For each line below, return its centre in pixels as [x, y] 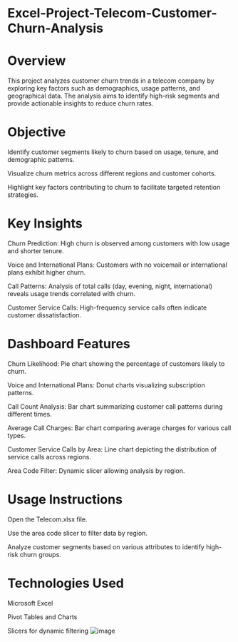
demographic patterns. [41, 160]
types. [17, 435]
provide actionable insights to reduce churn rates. [81, 103]
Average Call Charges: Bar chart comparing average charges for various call [119, 428]
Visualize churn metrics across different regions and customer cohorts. [112, 173]
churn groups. [41, 554]
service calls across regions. [49, 457]
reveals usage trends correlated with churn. [72, 294]
